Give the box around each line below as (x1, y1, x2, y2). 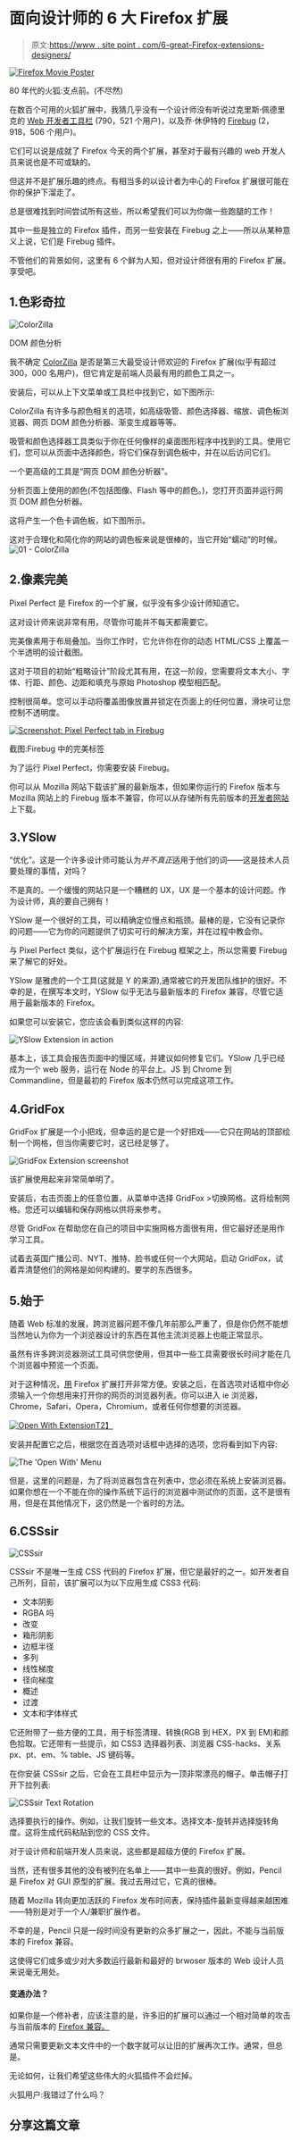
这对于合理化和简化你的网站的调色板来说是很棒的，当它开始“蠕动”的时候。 (9, 533, 283, 545)
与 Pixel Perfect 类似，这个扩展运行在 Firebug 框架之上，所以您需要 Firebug (9, 945, 287, 956)
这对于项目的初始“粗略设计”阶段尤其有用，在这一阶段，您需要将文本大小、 (9, 665, 283, 676)
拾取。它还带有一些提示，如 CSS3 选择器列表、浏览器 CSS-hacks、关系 (16, 1738, 281, 1749)
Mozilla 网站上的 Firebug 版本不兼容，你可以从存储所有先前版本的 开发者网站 (9, 792, 289, 803)
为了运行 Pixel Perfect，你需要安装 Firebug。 (9, 762, 175, 773)
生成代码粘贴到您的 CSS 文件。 (39, 1827, 155, 1837)
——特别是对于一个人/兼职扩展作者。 (9, 1906, 146, 1917)
